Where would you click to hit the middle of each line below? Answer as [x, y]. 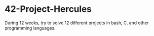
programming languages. [30, 28]
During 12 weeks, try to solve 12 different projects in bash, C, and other [77, 23]
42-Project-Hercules [48, 9]
